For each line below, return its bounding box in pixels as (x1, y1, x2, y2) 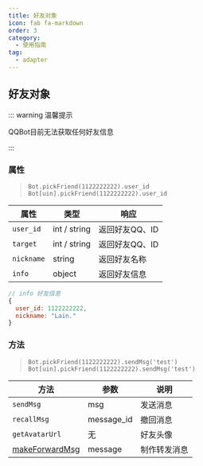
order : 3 (8, 26, 37, 34)
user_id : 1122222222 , (15, 304, 88, 313)
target (12, 239, 37, 248)
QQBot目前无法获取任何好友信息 (8, 126, 114, 136)
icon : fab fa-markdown (8, 19, 84, 27)
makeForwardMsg (12, 443, 80, 454)
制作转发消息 (140, 444, 189, 455)
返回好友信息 (98, 268, 147, 279)
